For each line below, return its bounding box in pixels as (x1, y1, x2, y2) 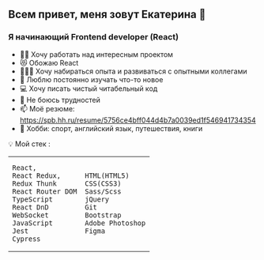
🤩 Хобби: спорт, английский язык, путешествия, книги (19, 123, 203, 133)
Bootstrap (84, 211, 122, 220)
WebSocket (12, 211, 49, 220)
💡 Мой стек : (8, 139, 51, 149)
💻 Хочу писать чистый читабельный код (19, 84, 158, 93)
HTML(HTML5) (84, 171, 130, 180)
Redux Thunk (12, 179, 58, 188)
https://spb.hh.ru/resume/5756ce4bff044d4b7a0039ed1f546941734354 (19, 115, 257, 125)
